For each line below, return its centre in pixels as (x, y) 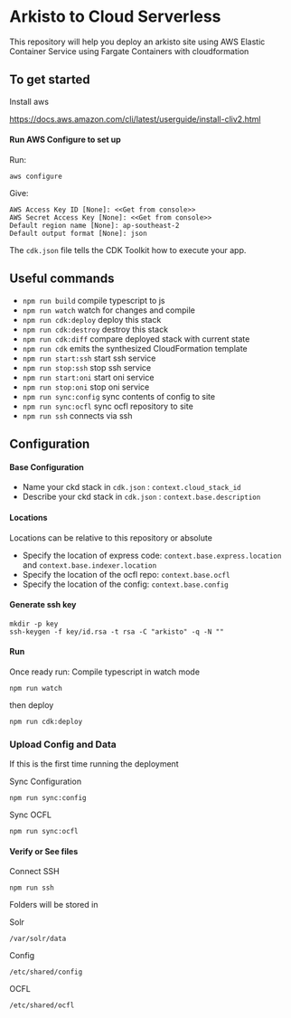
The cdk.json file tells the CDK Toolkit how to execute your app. (128, 250)
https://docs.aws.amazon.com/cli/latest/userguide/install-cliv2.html (135, 118)
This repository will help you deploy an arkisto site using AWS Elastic (137, 42)
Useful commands (62, 279)
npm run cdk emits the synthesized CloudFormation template (135, 348)
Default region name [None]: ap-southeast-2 (94, 225)
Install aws (29, 101)
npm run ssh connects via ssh (77, 415)
